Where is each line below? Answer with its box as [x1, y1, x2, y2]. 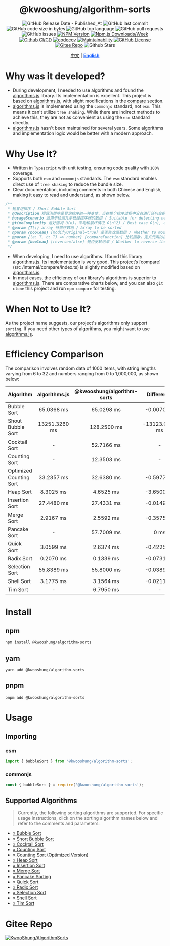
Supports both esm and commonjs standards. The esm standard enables [12, 175, 157, 181]
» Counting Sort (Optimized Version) [12, 852, 89, 858]
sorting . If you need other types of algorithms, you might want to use [5, 325, 150, 332]
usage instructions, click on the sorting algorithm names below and [17, 815, 158, 821]
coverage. [12, 170, 34, 176]
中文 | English [70, 52, 100, 58]
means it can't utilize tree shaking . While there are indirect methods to [12, 108, 160, 115]
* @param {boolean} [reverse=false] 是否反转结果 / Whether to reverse [7, 239, 157, 244]
